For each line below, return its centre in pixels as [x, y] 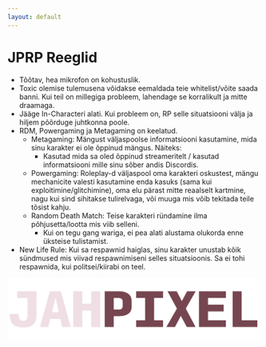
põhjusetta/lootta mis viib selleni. [85, 224]
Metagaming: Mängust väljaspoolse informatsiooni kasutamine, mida [144, 139]
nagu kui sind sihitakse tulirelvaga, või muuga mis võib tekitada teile [143, 198]
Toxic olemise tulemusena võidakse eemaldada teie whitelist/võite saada [139, 88]
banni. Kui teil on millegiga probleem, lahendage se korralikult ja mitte [133, 97]
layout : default [34, 17]
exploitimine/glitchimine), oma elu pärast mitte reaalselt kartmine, [138, 190]
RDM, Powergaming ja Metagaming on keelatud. [98, 130]
